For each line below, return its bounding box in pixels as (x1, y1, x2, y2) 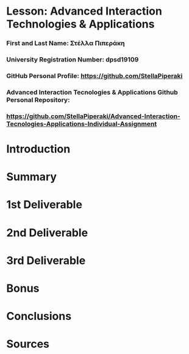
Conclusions (6, 310, 72, 324)
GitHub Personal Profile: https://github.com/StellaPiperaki (6, 71, 183, 80)
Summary (6, 170, 57, 184)
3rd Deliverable (6, 253, 86, 267)
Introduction (6, 142, 71, 156)
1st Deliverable (6, 198, 82, 211)
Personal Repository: (6, 96, 70, 104)
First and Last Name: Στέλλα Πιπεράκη (6, 39, 125, 48)
